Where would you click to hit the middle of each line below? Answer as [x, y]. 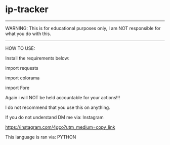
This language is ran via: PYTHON [41, 137]
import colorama [23, 78]
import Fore [17, 88]
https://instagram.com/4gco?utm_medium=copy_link [60, 127]
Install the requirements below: [37, 58]
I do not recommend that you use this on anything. [58, 107]
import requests [22, 68]
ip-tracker [27, 9]
